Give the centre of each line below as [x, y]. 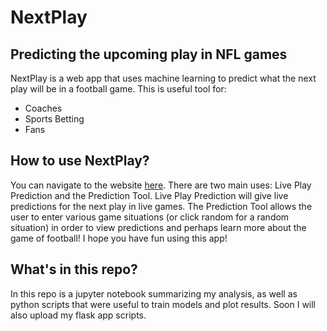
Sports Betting [54, 119]
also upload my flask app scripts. [78, 315]
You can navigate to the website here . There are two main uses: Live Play [161, 185]
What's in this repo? [74, 269]
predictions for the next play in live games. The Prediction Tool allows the [161, 206]
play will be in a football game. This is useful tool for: [118, 89]
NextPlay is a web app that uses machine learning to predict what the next [163, 78]
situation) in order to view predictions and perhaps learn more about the [158, 227]
